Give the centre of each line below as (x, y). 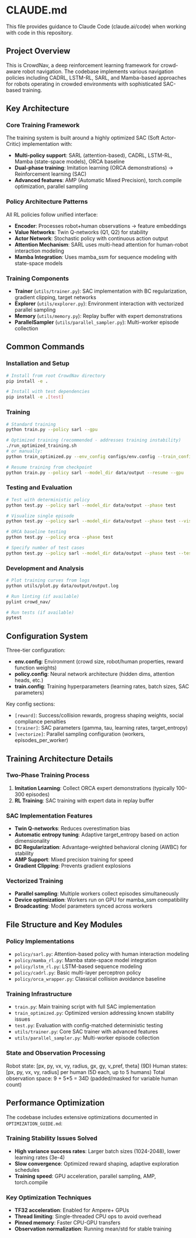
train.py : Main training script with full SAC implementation (85, 1007)
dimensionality (32, 841)
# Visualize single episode (40, 516)
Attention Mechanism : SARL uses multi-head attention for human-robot (101, 244)
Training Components (37, 278)
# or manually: (24, 452)
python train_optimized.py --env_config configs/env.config (81, 456)
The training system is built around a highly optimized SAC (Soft (83, 138)
